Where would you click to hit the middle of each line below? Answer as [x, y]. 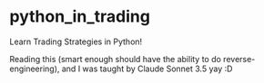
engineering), [35, 69]
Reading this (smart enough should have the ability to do [115, 59]
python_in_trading [80, 17]
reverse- [239, 59]
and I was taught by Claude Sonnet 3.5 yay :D [147, 69]
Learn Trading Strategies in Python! [76, 41]
